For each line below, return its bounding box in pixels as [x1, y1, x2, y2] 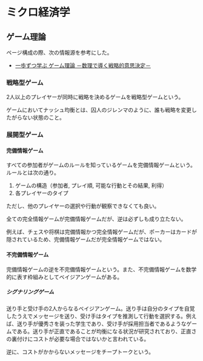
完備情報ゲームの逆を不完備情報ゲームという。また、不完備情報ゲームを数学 [6, 266, 197, 273]
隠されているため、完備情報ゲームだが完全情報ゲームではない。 [6, 236, 165, 243]
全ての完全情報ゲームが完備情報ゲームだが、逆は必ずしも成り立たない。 [6, 215, 187, 222]
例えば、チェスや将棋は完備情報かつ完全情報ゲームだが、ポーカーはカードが [6, 229, 198, 236]
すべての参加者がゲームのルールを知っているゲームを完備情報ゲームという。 [6, 162, 196, 169]
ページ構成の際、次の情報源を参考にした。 [6, 49, 113, 56]
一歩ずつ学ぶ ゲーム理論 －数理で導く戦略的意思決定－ [15, 62, 151, 69]
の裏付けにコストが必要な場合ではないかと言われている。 [6, 335, 150, 342]
